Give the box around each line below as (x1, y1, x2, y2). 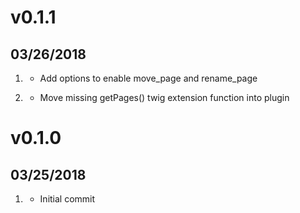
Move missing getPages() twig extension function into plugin (39, 92, 290, 103)
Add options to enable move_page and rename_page (39, 72, 258, 84)
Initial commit (39, 193, 96, 205)
